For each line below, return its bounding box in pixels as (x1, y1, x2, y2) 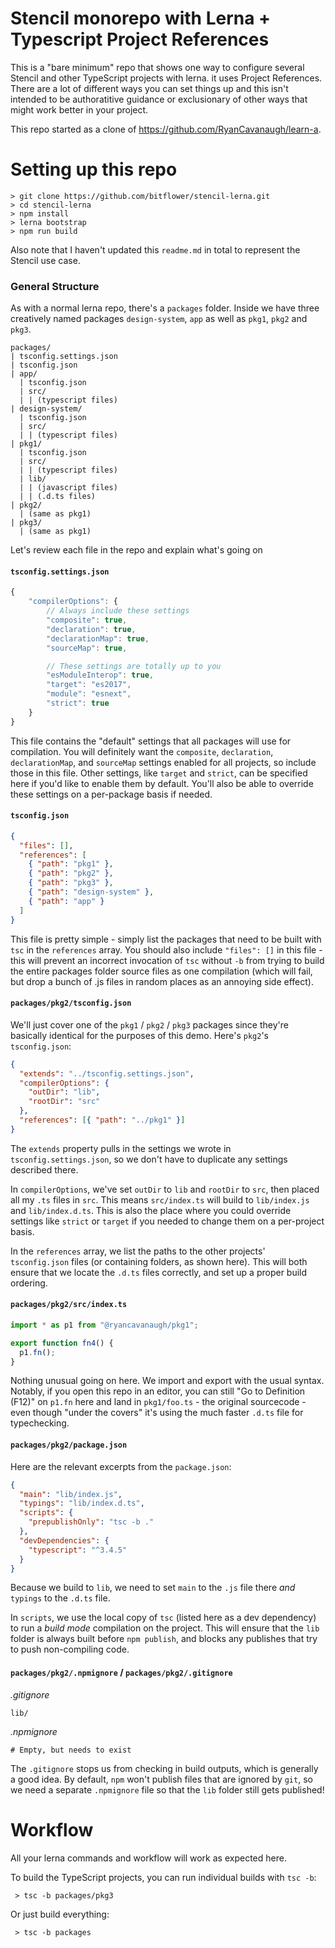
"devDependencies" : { (19, 1535, 110, 1546)
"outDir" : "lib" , (28, 1087, 101, 1097)
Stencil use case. (10, 254, 81, 266)
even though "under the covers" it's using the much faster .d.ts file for (10, 1407, 304, 1419)
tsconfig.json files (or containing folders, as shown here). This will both (10, 1255, 308, 1267)
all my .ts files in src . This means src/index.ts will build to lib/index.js (10, 1193, 310, 1206)
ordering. (10, 1277, 48, 1289)
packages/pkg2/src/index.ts (10, 1300, 128, 1310)
